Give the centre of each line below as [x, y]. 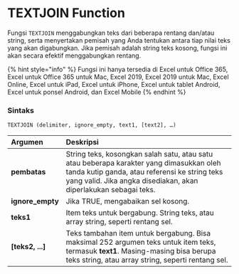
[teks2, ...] [28, 247]
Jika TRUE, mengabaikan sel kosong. [128, 201]
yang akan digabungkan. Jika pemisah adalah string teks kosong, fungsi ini [117, 48]
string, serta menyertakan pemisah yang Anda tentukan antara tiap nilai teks [119, 40]
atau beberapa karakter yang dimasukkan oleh [143, 163]
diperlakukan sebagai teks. [111, 190]
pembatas [28, 172]
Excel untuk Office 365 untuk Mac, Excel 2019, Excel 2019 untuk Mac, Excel [118, 77]
